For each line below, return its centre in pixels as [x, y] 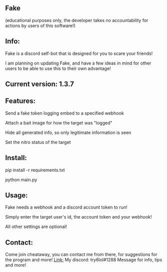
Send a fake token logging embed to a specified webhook [64, 113]
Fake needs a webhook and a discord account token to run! [66, 207]
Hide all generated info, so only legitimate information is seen [68, 132]
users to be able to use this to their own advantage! [58, 68]
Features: [20, 101]
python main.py [21, 179]
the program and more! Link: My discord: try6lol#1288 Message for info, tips [84, 260]
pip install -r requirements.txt [35, 170]
